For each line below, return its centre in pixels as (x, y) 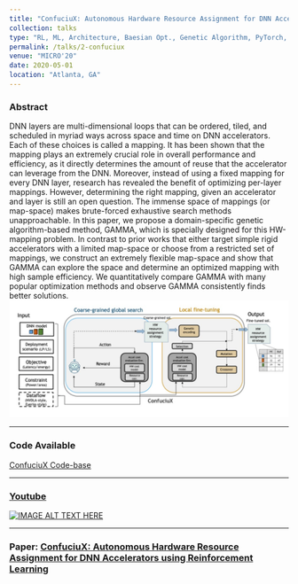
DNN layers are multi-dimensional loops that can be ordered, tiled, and (138, 126)
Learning (29, 569)
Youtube (28, 496)
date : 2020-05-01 (41, 66)
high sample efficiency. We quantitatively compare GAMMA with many (137, 277)
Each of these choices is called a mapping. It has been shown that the (137, 145)
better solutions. (39, 296)
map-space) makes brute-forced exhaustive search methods (121, 211)
